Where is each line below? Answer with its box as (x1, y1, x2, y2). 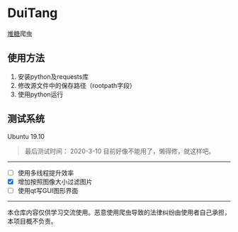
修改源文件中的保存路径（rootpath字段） (17, 81, 136, 89)
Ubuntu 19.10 (7, 132, 45, 140)
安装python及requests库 (17, 72, 89, 81)
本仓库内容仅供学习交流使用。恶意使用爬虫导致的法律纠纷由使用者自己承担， (7, 208, 231, 216)
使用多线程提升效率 (17, 168, 74, 177)
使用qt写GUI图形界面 (17, 186, 79, 194)
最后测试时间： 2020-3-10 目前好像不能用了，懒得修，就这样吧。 (24, 147, 215, 155)
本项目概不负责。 (7, 216, 57, 225)
